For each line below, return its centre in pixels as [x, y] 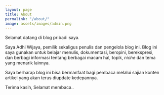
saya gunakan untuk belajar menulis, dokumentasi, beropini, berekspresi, [80, 52]
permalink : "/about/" [27, 19]
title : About [19, 14]
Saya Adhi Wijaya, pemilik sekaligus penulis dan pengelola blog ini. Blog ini [81, 47]
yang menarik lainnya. [28, 63]
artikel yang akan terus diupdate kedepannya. [52, 78]
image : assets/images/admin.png [38, 24]
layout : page [19, 10]
